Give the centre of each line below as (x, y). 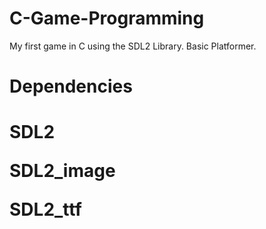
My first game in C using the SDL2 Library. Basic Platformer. (133, 46)
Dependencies (71, 86)
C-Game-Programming (107, 18)
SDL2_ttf (45, 209)
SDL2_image (62, 171)
